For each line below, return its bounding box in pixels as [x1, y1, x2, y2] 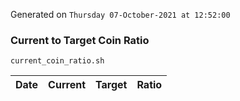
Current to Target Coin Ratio [10, 33, 150, 47]
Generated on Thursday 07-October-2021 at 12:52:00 [10, 9, 231, 20]
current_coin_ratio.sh [10, 56, 105, 66]
